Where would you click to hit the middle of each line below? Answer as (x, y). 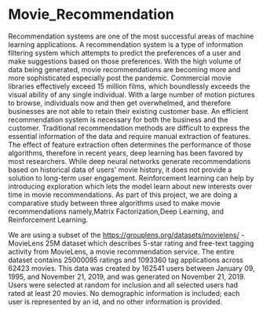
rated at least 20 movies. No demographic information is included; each (124, 293)
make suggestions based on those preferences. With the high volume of (125, 61)
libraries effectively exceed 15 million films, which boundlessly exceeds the (129, 86)
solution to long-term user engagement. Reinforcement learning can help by (131, 177)
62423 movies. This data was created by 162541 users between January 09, (131, 268)
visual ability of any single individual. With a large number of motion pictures (131, 94)
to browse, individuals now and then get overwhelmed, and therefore (120, 103)
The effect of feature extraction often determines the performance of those (130, 144)
